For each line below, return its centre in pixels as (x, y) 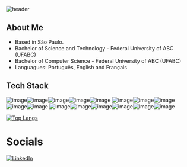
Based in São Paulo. (39, 42)
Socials (25, 142)
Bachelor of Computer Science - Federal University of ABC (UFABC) (98, 61)
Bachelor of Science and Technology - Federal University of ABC (94, 48)
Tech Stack (27, 86)
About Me (25, 28)
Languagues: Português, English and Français (71, 67)
